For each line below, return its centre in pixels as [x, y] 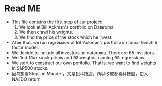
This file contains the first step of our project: [57, 22]
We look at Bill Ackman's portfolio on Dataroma [66, 27]
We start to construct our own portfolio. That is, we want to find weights [84, 63]
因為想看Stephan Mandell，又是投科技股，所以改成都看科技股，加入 [80, 73]
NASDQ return [26, 79]
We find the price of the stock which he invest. [66, 37]
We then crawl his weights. [46, 32]
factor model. [25, 47]
